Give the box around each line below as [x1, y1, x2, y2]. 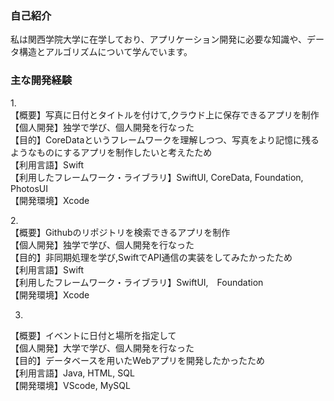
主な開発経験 [10, 73, 73, 87]
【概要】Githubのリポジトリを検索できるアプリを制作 [10, 226, 231, 238]
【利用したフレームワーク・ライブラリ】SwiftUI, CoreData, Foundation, [10, 171, 304, 183]
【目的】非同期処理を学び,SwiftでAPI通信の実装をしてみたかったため [10, 251, 293, 263]
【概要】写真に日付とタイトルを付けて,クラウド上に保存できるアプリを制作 [10, 108, 320, 121]
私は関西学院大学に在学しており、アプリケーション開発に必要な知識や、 [10, 33, 307, 46]
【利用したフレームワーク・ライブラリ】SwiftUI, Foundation [10, 276, 264, 288]
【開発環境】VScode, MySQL [10, 379, 131, 391]
